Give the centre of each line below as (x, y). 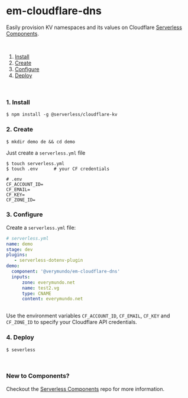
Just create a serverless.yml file (46, 153)
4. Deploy (20, 338)
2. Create (20, 130)
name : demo (20, 244)
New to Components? (38, 376)
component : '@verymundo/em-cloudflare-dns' (66, 272)
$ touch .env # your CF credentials (58, 169)
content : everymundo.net (52, 299)
